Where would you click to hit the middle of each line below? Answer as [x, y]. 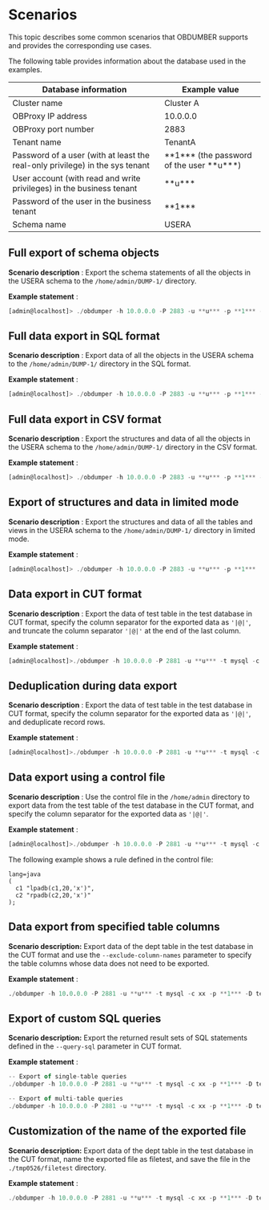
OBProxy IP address [50, 116]
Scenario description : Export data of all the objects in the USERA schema [131, 356]
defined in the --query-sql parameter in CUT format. [95, 1046]
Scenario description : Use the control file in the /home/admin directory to [129, 796]
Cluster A [181, 103]
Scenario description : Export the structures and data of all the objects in [129, 438]
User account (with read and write [76, 178]
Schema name [39, 224]
